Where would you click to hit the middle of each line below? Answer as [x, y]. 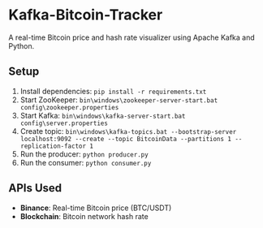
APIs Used [35, 188]
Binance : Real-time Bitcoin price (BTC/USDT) [96, 208]
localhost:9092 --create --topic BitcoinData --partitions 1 [126, 139]
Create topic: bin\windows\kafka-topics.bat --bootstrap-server [128, 131]
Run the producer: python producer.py [84, 154]
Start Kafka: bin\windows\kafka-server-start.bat [103, 115]
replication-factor [53, 146]
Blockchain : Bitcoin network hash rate [84, 216]
